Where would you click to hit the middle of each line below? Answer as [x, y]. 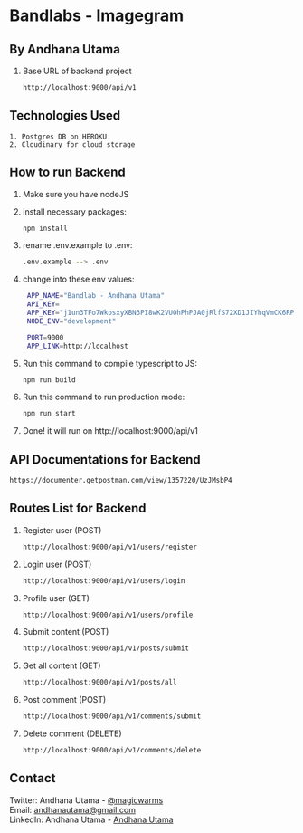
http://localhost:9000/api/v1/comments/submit [112, 716]
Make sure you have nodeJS [76, 194]
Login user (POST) [57, 564]
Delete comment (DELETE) [72, 733]
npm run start [49, 414]
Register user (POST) [62, 530]
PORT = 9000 [45, 337]
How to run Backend [68, 172]
